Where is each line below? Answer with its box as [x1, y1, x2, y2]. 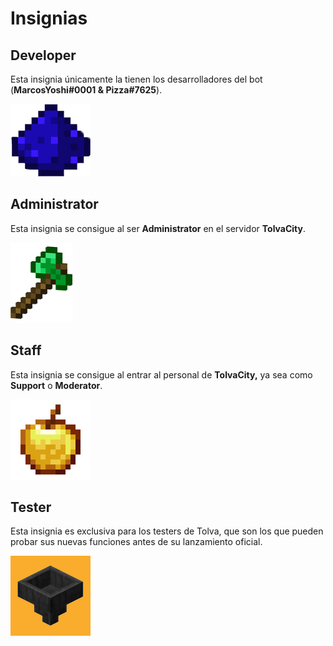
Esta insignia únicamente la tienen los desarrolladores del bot [10, 73, 263, 85]
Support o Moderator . [10, 379, 103, 391]
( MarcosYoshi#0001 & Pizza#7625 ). [10, 84, 163, 96]
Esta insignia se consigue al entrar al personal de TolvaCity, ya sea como [10, 368, 313, 381]
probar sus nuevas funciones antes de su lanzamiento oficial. [10, 536, 263, 548]
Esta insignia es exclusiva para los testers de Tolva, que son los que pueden [10, 525, 324, 537]
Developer [10, 47, 77, 64]
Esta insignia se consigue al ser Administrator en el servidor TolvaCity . [10, 222, 307, 234]
